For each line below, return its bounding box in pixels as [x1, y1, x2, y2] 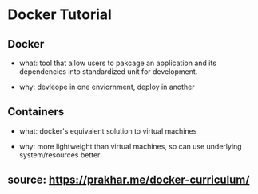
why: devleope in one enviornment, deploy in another [18, 82, 195, 91]
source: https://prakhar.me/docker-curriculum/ [7, 173, 250, 187]
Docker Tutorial [7, 6, 113, 24]
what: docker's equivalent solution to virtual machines [18, 126, 197, 136]
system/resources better [18, 149, 101, 160]
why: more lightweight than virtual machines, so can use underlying [18, 142, 242, 151]
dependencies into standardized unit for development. [18, 67, 198, 76]
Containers [7, 105, 65, 118]
